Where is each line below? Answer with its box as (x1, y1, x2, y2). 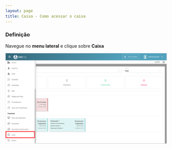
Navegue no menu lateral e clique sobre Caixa (5, 42, 104, 49)
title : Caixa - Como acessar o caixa (5, 13, 86, 19)
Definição (5, 31, 30, 38)
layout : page (5, 8, 33, 13)
